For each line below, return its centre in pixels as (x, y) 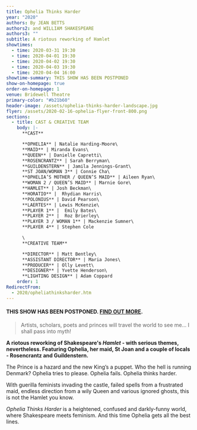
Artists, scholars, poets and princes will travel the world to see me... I (105, 325)
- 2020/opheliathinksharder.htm (52, 293)
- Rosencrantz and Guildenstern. (47, 355)
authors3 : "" (22, 34)
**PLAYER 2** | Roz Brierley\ (61, 216)
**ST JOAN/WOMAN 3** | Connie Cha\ (66, 172)
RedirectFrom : (24, 287)
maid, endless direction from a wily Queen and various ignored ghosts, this (98, 391)
